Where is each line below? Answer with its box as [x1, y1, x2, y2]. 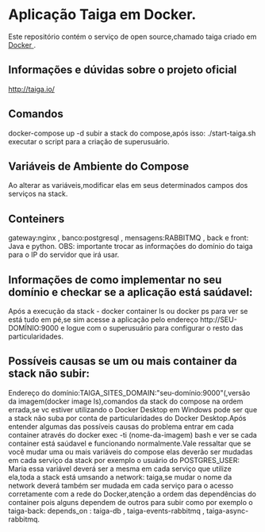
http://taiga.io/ [8, 84, 56, 94]
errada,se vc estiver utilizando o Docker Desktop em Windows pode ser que [8, 404, 258, 414]
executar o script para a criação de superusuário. [8, 136, 170, 146]
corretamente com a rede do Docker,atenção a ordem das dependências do [8, 489, 256, 499]
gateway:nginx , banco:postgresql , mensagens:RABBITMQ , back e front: [8, 233, 249, 243]
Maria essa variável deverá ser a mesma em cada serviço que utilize [8, 464, 232, 473]
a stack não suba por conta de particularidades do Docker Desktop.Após [8, 413, 247, 423]
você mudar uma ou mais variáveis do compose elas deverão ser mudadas [8, 446, 253, 457]
